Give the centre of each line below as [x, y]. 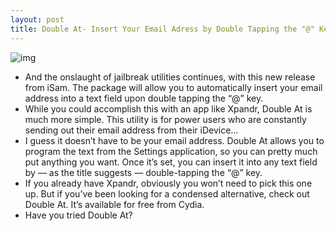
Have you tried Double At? [78, 215]
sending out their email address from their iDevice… [131, 130]
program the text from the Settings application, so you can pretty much [171, 151]
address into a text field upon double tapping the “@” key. [144, 98]
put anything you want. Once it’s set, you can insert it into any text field [171, 162]
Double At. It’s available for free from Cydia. [114, 204]
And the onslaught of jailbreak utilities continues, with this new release [170, 77]
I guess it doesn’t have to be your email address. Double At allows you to [174, 140]
